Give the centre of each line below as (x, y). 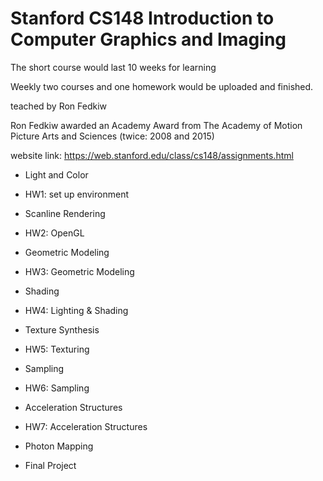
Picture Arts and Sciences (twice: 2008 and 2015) (112, 136)
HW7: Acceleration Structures (86, 426)
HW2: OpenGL (54, 233)
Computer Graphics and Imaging (148, 39)
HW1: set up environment (76, 194)
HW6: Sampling (57, 388)
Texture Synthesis (62, 329)
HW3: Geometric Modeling (79, 271)
